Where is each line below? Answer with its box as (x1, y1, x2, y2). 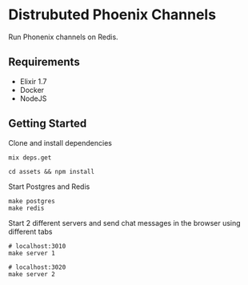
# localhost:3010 (8, 242, 66, 250)
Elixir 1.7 (19, 76, 47, 86)
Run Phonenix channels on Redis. (8, 32, 118, 42)
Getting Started (8, 117, 87, 130)
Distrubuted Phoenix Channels (8, 6, 217, 24)
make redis (8, 204, 45, 212)
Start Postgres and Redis (8, 182, 90, 191)
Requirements (8, 55, 80, 69)
